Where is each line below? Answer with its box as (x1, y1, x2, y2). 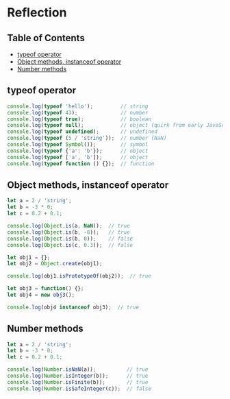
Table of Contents (7, 32, 86, 44)
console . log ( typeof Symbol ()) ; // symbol (7, 141, 149, 148)
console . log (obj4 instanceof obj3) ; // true (7, 304, 139, 311)
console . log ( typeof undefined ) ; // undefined (7, 128, 157, 135)
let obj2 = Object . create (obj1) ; (7, 261, 103, 267)
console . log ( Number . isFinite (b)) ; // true (7, 378, 149, 385)
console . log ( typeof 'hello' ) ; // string (7, 103, 149, 110)
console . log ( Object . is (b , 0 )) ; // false (7, 235, 133, 242)
